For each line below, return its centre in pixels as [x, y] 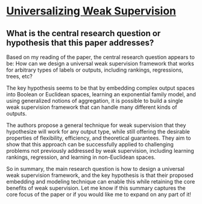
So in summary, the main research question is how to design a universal [96, 169]
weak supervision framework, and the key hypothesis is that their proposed [100, 175]
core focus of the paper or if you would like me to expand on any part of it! [99, 194]
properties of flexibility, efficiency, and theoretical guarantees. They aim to [99, 138]
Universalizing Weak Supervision [91, 11]
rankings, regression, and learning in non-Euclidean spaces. [81, 157]
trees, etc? [20, 76]
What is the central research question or [84, 33]
